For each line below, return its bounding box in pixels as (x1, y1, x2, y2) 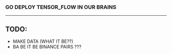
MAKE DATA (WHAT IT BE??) (12, 38, 73, 44)
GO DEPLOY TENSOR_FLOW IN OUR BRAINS (5, 4, 117, 11)
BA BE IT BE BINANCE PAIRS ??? (12, 44, 82, 50)
